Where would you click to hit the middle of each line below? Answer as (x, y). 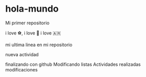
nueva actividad (22, 54)
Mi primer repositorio (27, 23)
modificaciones (21, 69)
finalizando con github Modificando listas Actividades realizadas (73, 64)
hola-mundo (32, 9)
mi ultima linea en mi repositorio (39, 45)
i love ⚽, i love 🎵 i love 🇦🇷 (33, 33)
